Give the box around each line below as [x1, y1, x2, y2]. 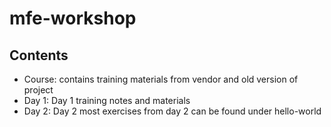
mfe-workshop [9, 7, 137, 30]
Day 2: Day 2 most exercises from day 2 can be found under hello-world [23, 105, 322, 117]
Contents [9, 47, 69, 64]
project [23, 84, 54, 96]
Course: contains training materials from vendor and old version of [23, 73, 299, 85]
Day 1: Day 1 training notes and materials [23, 95, 191, 106]
